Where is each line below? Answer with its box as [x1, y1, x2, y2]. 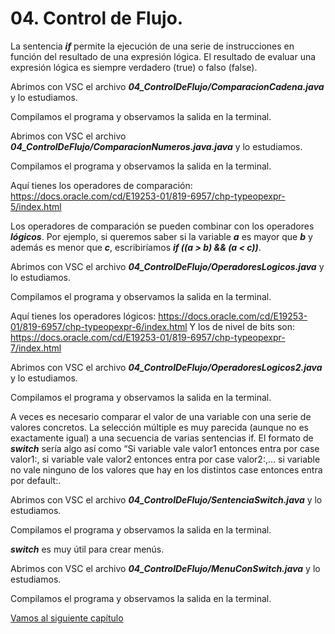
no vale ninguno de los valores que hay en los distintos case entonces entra [10, 463, 323, 476]
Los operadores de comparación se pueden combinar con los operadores [10, 220, 315, 232]
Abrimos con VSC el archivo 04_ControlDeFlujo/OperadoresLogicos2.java [10, 361, 323, 373]
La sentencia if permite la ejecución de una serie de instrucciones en [10, 40, 295, 52]
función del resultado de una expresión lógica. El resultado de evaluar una [10, 50, 317, 62]
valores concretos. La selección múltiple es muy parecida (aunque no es [10, 421, 310, 433]
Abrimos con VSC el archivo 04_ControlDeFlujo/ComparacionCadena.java [10, 80, 325, 92]
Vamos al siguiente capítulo [10, 612, 124, 624]
